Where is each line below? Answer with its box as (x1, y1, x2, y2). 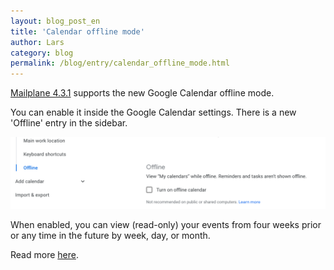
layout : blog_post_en (10, 16, 101, 26)
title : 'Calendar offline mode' (10, 26, 145, 37)
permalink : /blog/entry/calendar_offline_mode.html (10, 58, 230, 69)
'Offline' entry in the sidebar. (10, 117, 128, 129)
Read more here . (10, 249, 79, 261)
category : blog (10, 48, 74, 58)
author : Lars (10, 37, 65, 47)
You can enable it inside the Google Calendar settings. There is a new (10, 106, 297, 119)
